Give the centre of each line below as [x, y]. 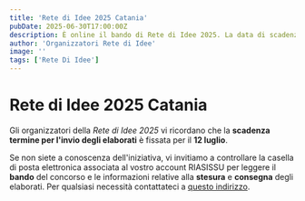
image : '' [28, 52]
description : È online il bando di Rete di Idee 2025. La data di [138, 35]
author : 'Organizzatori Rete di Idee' [83, 43]
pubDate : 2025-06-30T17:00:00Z [69, 26]
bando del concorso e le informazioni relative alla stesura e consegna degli [151, 176]
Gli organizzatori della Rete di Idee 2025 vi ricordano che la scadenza [140, 130]
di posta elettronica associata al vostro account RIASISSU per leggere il [143, 167]
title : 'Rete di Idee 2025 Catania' [79, 18]
